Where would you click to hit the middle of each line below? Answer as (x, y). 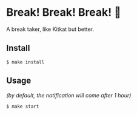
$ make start (23, 106)
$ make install (25, 62)
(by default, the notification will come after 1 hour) (69, 95)
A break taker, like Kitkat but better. (50, 29)
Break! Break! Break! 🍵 (64, 12)
